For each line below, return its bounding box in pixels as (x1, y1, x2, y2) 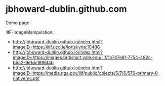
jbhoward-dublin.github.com (5, 3, 127, 15)
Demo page (5, 20, 30, 26)
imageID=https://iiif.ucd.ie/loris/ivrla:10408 (12, 44, 100, 50)
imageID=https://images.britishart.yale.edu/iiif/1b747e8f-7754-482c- (12, 54, 153, 60)
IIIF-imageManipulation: (5, 29, 54, 35)
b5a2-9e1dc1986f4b (12, 59, 54, 65)
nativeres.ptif (12, 75, 40, 81)
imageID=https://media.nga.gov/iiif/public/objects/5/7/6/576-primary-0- (12, 70, 160, 76)
